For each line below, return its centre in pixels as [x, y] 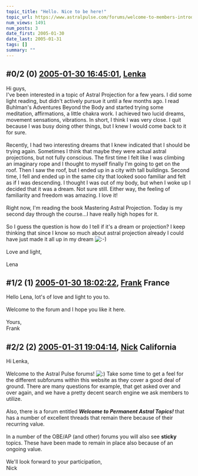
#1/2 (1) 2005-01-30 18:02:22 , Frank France [88, 282]
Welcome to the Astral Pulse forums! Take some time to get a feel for [95, 374]
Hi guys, [16, 88]
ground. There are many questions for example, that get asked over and [93, 386]
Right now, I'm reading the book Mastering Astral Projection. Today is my [94, 208]
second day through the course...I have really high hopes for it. [82, 214]
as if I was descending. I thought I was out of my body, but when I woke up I [98, 182]
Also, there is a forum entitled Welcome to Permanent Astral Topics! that [95, 412]
